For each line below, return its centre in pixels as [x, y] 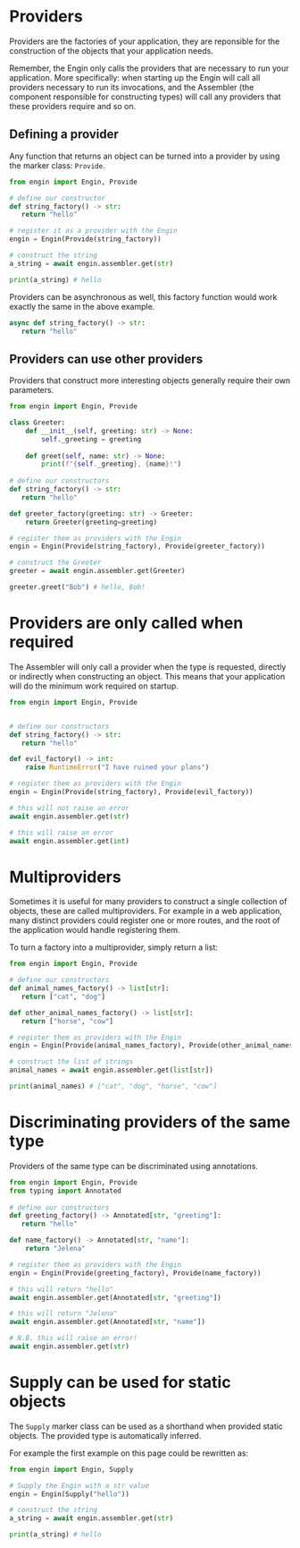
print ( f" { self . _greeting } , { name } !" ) [111, 464]
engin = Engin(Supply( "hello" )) [69, 1494]
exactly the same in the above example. [82, 306]
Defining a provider [64, 135]
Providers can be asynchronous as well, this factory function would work [143, 296]
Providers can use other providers [106, 359]
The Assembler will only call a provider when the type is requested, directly [148, 667]
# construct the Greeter [55, 563]
